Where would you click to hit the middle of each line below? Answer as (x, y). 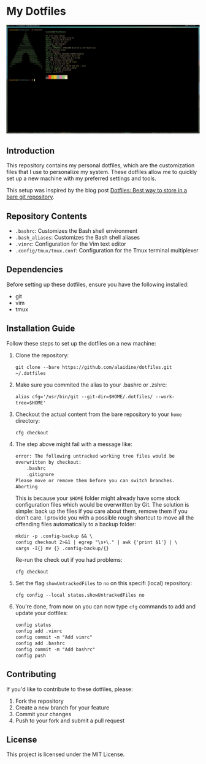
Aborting (26, 486)
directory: (28, 420)
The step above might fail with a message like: (74, 444)
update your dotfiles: (41, 613)
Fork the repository (40, 701)
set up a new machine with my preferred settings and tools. (81, 178)
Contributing (31, 674)
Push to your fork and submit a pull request (70, 721)
